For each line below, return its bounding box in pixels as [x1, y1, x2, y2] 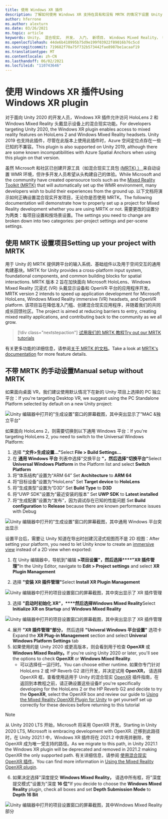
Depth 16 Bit [12, 791, 38, 797]
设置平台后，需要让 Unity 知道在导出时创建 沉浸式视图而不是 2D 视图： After [5, 535, 160, 541]
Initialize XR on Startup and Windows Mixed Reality [12, 606, 121, 612]
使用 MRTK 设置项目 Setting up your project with [5, 239, 156, 248]
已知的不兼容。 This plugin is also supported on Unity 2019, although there [5, 144, 157, 150]
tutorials [17, 335, 34, 341]
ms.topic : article [5, 31, 43, 36]
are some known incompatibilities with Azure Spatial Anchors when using [5, 150, 156, 156]
